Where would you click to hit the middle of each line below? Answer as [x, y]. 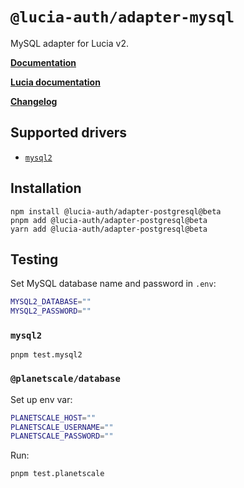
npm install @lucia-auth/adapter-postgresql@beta [116, 211]
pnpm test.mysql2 [46, 355]
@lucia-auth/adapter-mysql [122, 17]
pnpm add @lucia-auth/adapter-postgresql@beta [109, 220]
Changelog [34, 101]
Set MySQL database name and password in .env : [113, 284]
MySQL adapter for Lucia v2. [69, 43]
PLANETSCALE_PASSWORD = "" [62, 436]
